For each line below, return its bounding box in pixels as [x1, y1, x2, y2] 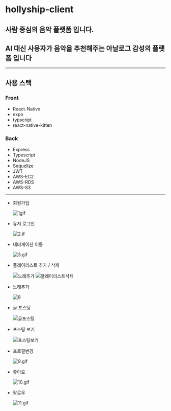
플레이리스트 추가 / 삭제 [12, 262, 60, 268]
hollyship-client [5, 4, 74, 15]
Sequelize [12, 163, 34, 169]
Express [12, 147, 30, 153]
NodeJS [12, 157, 30, 164]
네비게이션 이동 [12, 241, 43, 247]
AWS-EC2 [12, 174, 34, 180]
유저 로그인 [12, 221, 35, 227]
